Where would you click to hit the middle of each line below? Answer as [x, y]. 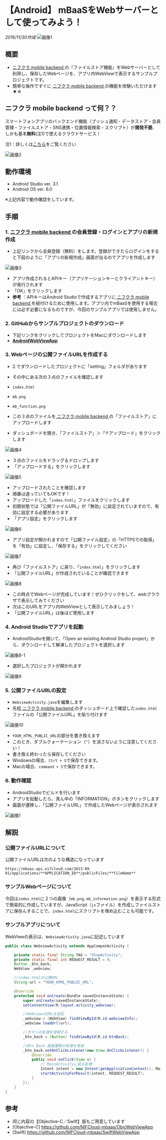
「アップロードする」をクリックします [51, 466]
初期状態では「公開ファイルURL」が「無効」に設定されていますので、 [83, 506]
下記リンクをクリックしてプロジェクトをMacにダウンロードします [79, 335]
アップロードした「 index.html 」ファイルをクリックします [71, 500]
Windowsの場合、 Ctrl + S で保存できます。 [56, 760]
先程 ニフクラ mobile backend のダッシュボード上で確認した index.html [85, 708]
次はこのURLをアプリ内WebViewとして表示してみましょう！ [73, 606]
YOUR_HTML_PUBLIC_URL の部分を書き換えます [56, 736]
